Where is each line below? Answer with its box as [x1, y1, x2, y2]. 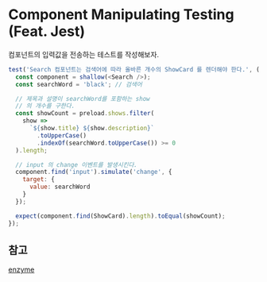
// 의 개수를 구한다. [15, 102, 75, 110]
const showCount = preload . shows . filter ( [15, 110, 155, 118]
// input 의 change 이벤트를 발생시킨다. [15, 160, 137, 168]
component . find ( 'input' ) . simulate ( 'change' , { [15, 168, 172, 176]
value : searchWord [29, 183, 91, 191]
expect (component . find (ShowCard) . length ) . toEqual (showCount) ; [15, 212, 226, 220]
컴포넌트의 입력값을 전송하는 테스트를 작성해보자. [8, 49, 160, 59]
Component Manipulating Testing [8, 6, 234, 24]
